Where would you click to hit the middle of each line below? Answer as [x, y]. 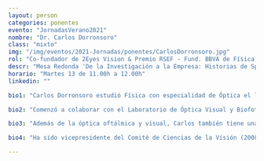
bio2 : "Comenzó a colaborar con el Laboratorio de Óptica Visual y [121, 110]
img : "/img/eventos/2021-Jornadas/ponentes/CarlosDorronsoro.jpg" [119, 52]
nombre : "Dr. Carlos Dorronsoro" [63, 37]
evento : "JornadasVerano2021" [58, 30]
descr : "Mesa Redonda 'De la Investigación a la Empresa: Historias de [128, 67]
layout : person [33, 15]
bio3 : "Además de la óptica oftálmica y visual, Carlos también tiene [126, 124]
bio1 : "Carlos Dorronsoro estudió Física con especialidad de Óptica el [130, 95]
